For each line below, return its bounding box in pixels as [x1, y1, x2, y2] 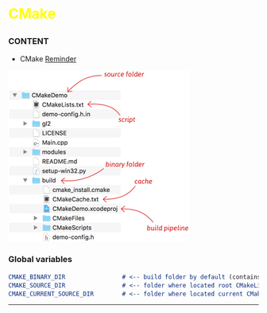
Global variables [8, 254, 73, 265]
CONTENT [8, 36, 49, 47]
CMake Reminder [19, 53, 77, 64]
